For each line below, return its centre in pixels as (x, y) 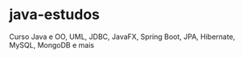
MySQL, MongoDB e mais (52, 44)
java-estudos (54, 15)
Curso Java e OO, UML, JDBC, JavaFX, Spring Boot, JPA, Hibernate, (122, 37)
